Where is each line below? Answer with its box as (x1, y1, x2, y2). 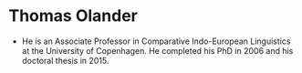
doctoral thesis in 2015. (21, 55, 109, 66)
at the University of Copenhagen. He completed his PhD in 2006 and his (21, 45, 294, 56)
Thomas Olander (8, 5, 138, 26)
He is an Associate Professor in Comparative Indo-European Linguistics (21, 36, 291, 47)
